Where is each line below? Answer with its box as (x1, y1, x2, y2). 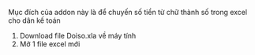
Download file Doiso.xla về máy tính (19, 31, 137, 40)
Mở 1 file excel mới (19, 39, 81, 49)
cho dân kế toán (8, 16, 61, 25)
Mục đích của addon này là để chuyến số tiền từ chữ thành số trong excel (8, 8, 247, 16)
